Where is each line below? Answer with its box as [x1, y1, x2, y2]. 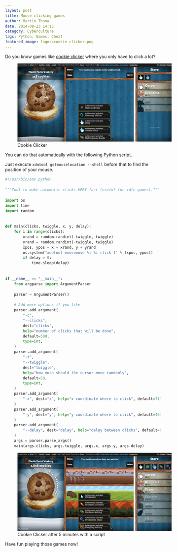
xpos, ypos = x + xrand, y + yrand [23, 245, 96, 250]
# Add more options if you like [14, 302, 80, 307]
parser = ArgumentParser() [14, 292, 70, 297]
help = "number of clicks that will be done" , [23, 329, 116, 333]
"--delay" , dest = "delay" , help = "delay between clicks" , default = [23, 428, 160, 433]
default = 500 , [23, 333, 50, 339]
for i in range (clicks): [14, 229, 65, 234]
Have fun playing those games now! [5, 541, 78, 547]
